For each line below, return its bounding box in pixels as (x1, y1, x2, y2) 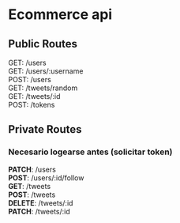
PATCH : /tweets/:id (8, 206, 71, 216)
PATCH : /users (8, 164, 57, 174)
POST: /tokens (8, 100, 55, 109)
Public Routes (8, 37, 77, 51)
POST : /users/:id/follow (8, 172, 84, 183)
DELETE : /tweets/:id (8, 198, 73, 207)
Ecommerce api (8, 6, 113, 24)
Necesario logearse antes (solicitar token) (8, 146, 173, 157)
